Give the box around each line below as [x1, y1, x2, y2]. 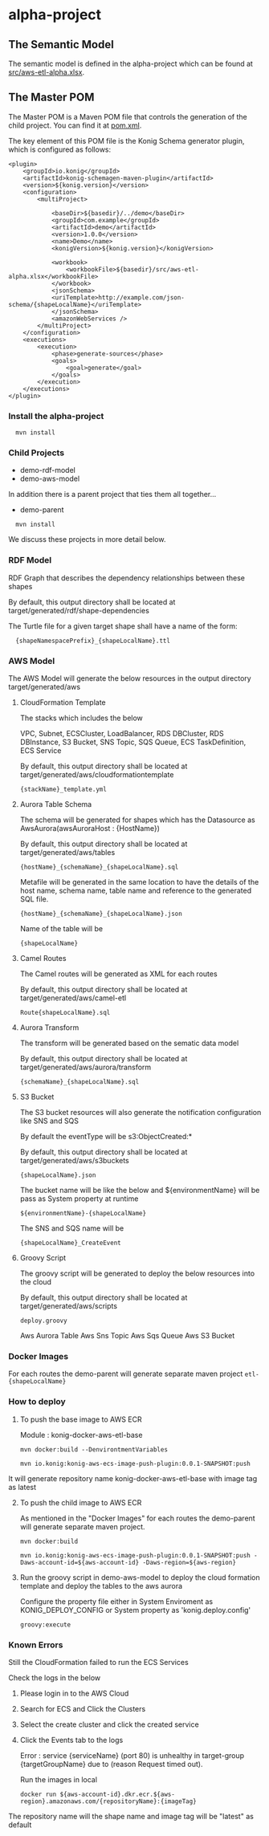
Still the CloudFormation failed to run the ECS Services [8, 1657, 189, 1667]
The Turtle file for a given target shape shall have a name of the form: [8, 621, 238, 631]
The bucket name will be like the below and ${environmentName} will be [19, 1186, 260, 1195]
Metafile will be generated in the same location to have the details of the [19, 877, 259, 886]
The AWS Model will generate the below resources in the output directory [8, 674, 251, 683]
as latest [8, 1482, 37, 1492]
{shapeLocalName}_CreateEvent [19, 1239, 122, 1247]
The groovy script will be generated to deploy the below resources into [19, 1268, 255, 1278]
